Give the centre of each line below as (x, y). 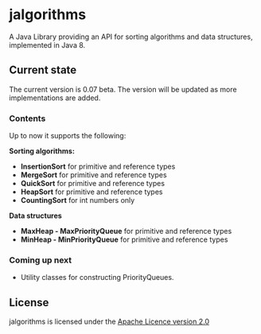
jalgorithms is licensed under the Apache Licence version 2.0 (109, 322)
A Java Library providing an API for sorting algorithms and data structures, (131, 37)
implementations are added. (55, 98)
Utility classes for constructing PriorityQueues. (97, 278)
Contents (27, 118)
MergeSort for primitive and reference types (93, 175)
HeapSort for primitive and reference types (92, 192)
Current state (43, 70)
